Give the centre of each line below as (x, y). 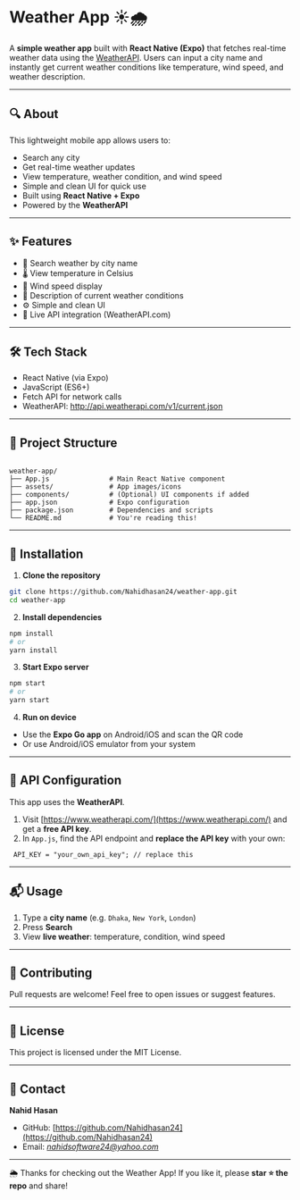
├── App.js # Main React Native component (117, 479)
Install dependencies (62, 617)
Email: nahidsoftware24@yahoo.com (90, 1147)
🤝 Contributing (51, 973)
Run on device (50, 717)
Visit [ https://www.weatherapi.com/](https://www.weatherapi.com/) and (154, 819)
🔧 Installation (46, 554)
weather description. (47, 76)
